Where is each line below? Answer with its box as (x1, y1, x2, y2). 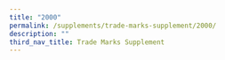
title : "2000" (9, 12, 62, 22)
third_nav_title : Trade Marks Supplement (9, 37, 165, 47)
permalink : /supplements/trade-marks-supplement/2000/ (9, 21, 217, 30)
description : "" (9, 29, 69, 38)
